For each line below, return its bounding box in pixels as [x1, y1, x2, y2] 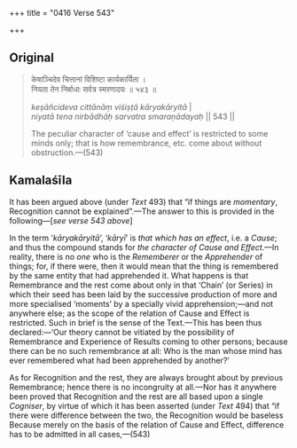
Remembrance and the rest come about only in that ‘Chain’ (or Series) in [9, 279, 273, 290]
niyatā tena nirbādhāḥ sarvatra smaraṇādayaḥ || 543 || [30, 111, 235, 122]
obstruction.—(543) [30, 146, 104, 158]
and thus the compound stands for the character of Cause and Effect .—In [9, 241, 279, 252]
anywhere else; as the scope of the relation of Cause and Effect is [9, 308, 250, 318]
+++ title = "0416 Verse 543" [9, 8, 115, 18]
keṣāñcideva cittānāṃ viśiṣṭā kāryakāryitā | [30, 101, 192, 112]
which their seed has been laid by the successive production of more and [9, 288, 277, 300]
